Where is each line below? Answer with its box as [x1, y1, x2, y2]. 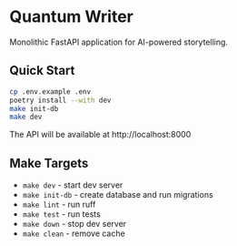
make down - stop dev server [22, 219, 127, 230]
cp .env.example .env [9, 87, 92, 97]
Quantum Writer [9, 6, 134, 27]
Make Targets [9, 155, 89, 170]
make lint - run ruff [22, 199, 96, 210]
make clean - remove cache [22, 228, 125, 239]
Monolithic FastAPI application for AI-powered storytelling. [9, 36, 229, 47]
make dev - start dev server [22, 179, 123, 190]
